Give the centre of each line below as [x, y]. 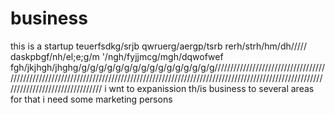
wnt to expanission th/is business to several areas [211, 88]
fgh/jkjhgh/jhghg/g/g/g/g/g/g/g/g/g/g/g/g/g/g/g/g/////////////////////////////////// [168, 67]
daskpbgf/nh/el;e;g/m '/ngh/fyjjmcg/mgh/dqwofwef [117, 56]
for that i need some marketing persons [91, 99]
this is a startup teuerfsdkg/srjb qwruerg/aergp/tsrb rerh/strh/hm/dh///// [158, 46]
